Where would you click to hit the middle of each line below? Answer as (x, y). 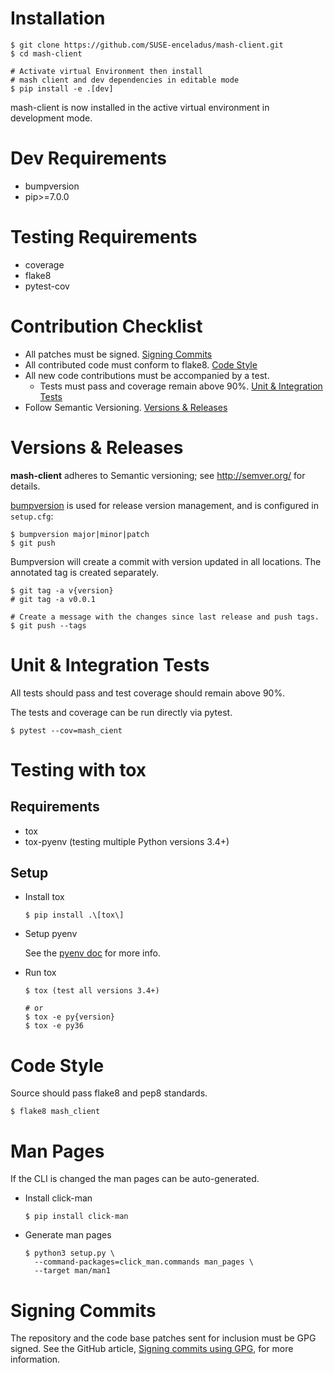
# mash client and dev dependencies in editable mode (125, 80)
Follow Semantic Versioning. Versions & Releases (126, 407)
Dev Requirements (89, 158)
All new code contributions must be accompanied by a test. (147, 375)
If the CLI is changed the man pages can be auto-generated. (135, 1179)
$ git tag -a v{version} (62, 590)
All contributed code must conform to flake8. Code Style (141, 364)
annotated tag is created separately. (85, 572)
